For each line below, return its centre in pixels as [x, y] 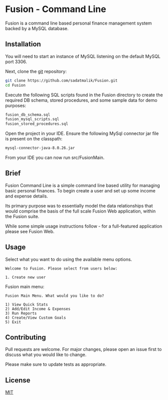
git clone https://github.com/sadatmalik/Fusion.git [61, 80]
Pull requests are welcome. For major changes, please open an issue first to [83, 349]
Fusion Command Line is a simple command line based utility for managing [83, 185]
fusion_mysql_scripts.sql [32, 119]
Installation [23, 44]
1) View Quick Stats [27, 304]
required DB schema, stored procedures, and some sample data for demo [81, 100]
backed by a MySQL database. [37, 28]
